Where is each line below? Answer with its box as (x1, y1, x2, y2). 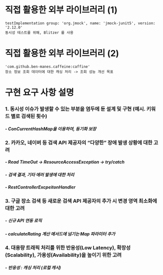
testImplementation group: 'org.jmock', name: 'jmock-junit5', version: (5, 20, 156, 26)
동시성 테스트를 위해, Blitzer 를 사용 (5, 30, 74, 35)
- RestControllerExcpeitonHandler (5, 184, 76, 190)
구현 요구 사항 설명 (5, 87, 74, 98)
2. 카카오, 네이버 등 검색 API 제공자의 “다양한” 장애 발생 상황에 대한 (5, 139, 153, 146)
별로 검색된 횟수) (10, 113, 48, 120)
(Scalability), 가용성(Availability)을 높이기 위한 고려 (5, 252, 122, 258)
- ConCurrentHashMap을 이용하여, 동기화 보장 (5, 126, 96, 132)
